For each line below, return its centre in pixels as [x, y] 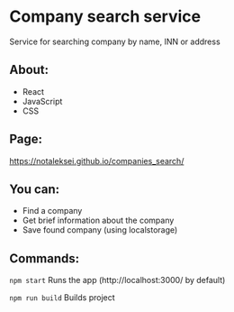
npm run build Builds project [62, 298]
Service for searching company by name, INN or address [115, 41]
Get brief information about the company [98, 220]
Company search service [105, 17]
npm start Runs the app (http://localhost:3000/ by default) [117, 280]
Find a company [52, 211]
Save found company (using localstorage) [100, 230]
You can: [35, 189]
